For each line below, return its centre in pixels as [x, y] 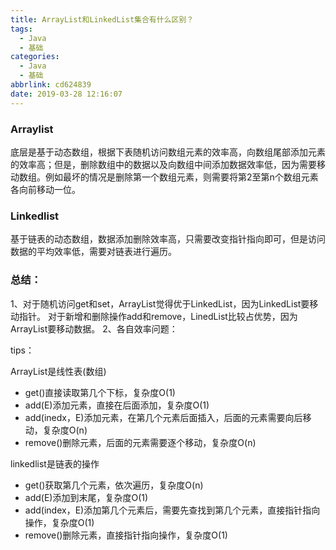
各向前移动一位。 [45, 189]
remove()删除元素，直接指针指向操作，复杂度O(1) [126, 535]
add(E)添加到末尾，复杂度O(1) [86, 497]
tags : [21, 29]
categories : [35, 57]
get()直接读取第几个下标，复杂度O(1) [100, 392]
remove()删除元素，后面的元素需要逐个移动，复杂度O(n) [140, 442]
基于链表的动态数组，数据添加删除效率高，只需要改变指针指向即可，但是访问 [168, 239]
